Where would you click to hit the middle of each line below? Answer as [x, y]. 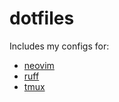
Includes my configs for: [59, 46]
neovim [39, 65]
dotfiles [42, 18]
